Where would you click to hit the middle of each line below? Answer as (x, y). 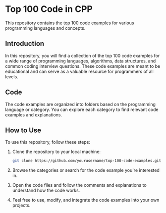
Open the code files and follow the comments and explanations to (80, 185)
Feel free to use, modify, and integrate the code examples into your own (86, 200)
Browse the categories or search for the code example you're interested (86, 170)
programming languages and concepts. (45, 28)
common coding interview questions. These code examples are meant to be (83, 66)
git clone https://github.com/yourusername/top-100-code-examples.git (87, 161)
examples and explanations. (34, 114)
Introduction (25, 44)
